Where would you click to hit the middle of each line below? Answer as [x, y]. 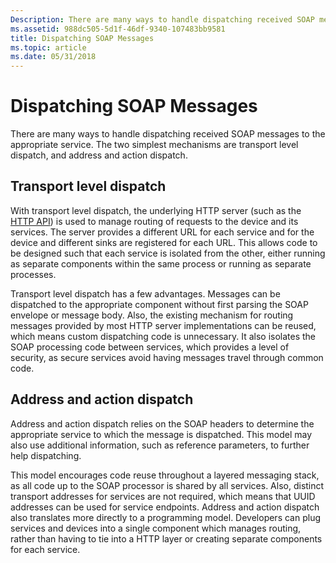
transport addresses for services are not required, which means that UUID [163, 496]
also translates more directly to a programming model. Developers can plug [165, 517]
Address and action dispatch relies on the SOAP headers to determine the [162, 423]
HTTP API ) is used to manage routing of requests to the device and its [154, 221]
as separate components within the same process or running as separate [161, 263]
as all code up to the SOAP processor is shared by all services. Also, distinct [167, 485]
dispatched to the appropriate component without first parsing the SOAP [159, 304]
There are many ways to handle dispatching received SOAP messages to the [168, 134]
